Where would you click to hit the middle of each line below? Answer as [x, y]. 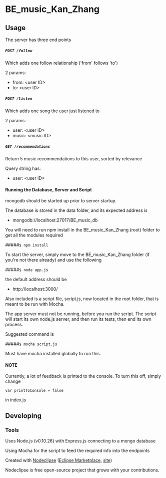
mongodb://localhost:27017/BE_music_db [55, 220]
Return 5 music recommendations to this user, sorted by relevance [74, 158]
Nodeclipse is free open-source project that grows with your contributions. [82, 470]
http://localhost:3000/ [35, 289]
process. [14, 325]
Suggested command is [29, 334]
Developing [23, 416]
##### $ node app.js [27, 270]
